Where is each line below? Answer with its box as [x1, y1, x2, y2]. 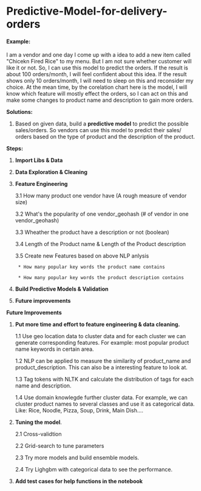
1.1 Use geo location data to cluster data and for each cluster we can [15, 333, 186, 340]
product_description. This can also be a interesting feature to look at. [15, 364, 188, 371]
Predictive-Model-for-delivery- [6, 4, 168, 18]
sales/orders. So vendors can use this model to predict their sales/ [15, 127, 182, 134]
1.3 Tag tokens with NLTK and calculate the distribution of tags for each [15, 376, 194, 383]
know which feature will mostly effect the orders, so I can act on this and [6, 90, 188, 97]
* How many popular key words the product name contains [18, 264, 165, 270]
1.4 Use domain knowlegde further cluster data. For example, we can [15, 394, 188, 401]
